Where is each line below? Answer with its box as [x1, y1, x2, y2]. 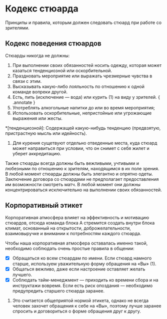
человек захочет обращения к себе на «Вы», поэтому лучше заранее [12, 303, 161, 309]
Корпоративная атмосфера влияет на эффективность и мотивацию [5, 214, 149, 220]
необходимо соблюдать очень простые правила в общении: [5, 245, 134, 251]
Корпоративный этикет [5, 201, 83, 210]
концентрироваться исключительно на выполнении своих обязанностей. [5, 187, 162, 193]
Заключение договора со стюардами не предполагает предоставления [5, 176, 159, 182]
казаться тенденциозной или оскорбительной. [12, 67, 112, 73]
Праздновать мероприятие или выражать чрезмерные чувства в [12, 73, 152, 79]
